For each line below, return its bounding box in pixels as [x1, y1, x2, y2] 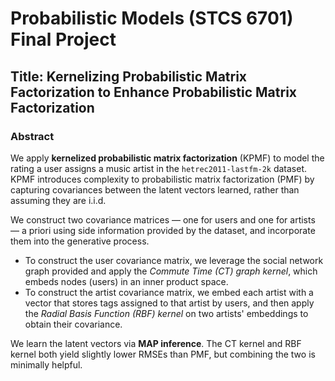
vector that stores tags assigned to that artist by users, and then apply [24, 297, 315, 309]
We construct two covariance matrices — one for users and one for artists [10, 213, 316, 226]
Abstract [10, 129, 55, 143]
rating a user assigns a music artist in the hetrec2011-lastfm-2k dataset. [10, 162, 308, 174]
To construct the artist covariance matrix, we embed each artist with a [24, 286, 314, 298]
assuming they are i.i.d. [10, 194, 107, 206]
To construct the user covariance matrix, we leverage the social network [24, 254, 324, 266]
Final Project [10, 28, 117, 51]
